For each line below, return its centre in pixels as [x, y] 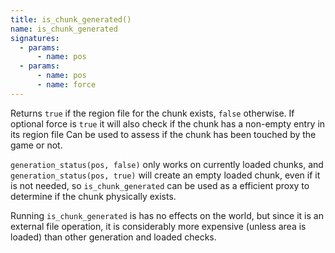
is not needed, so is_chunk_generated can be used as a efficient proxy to [160, 185]
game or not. [36, 145]
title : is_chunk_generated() [71, 19]
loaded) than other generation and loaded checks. [113, 237]
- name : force [66, 85]
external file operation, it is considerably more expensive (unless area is [158, 226]
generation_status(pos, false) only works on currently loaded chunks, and [167, 164]
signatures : [35, 38]
